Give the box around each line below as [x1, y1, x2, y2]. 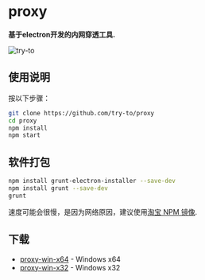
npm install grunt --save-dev [8, 184, 109, 192]
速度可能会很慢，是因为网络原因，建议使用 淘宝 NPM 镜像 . [8, 207, 198, 216]
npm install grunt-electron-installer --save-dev [8, 177, 176, 185]
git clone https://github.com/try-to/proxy [8, 109, 155, 117]
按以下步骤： [8, 93, 50, 103]
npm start [8, 131, 41, 139]
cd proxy [8, 116, 37, 125]
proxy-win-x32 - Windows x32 [19, 262, 121, 272]
